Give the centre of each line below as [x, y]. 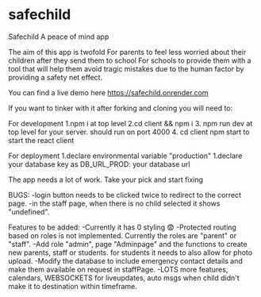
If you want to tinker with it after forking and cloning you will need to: [121, 108]
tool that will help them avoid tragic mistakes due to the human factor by [126, 68]
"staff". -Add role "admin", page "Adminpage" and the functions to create [128, 244]
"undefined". [29, 211]
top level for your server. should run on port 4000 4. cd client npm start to [129, 132]
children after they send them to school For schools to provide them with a [130, 60]
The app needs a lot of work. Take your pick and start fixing [106, 179]
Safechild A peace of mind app [59, 37]
